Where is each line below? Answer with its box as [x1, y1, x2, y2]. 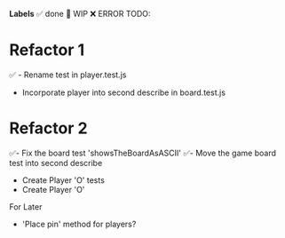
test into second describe [9, 157, 103, 168]
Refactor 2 [9, 118, 88, 139]
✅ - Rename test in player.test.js [9, 69, 127, 80]
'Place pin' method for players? [21, 218, 137, 229]
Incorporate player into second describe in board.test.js [21, 87, 226, 98]
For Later [9, 201, 43, 212]
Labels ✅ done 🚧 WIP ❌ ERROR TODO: [9, 9, 151, 19]
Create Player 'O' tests [21, 174, 105, 186]
